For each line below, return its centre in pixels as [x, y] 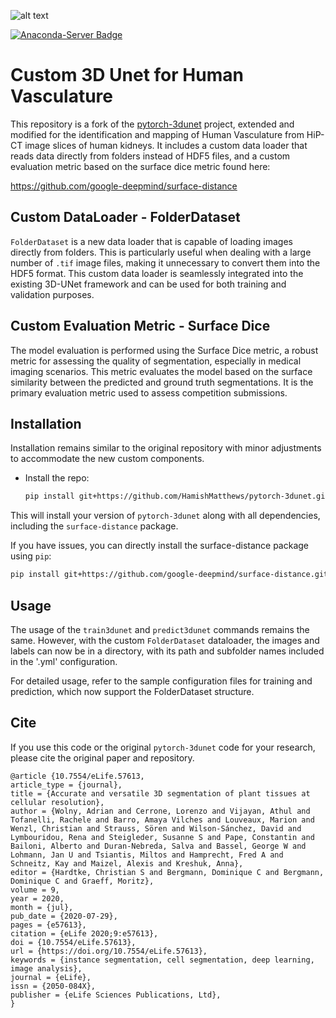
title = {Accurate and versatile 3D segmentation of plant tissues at [160, 793]
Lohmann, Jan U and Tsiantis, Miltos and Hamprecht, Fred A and [147, 855]
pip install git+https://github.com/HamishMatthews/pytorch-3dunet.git [177, 496]
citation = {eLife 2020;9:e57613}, [84, 933]
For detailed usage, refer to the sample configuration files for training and [161, 681]
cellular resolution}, [57, 802]
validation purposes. [52, 294]
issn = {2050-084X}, [53, 986]
